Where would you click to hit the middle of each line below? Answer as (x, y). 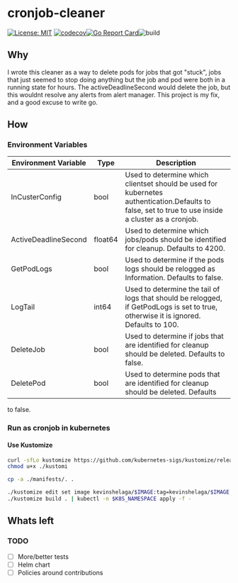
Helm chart (34, 565)
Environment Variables (47, 145)
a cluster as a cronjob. (162, 219)
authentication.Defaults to (168, 201)
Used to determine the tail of (172, 289)
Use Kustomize (30, 445)
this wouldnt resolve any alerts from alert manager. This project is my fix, (114, 94)
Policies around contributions (60, 572)
